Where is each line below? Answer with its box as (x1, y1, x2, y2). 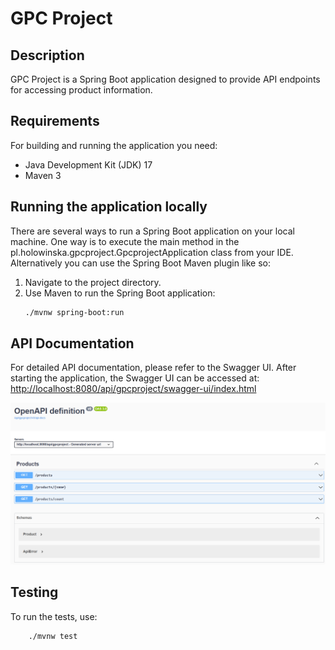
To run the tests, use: (10, 610, 98, 622)
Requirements (10, 113, 100, 130)
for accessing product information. (10, 84, 153, 96)
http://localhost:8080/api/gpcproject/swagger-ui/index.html (10, 383, 257, 395)
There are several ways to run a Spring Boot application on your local (10, 225, 295, 237)
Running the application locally (10, 198, 208, 216)
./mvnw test (28, 631, 78, 641)
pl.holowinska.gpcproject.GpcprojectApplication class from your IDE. (10, 246, 294, 258)
